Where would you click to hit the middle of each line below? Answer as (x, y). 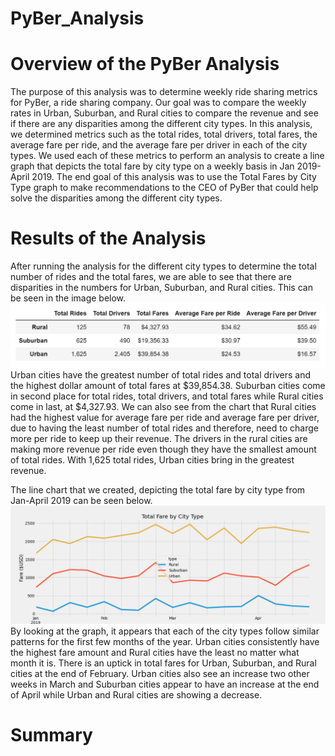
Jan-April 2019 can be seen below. (81, 500)
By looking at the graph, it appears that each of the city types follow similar (165, 631)
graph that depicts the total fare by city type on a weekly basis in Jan (152, 166)
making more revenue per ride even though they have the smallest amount (163, 449)
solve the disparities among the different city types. (116, 198)
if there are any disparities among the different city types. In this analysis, (161, 124)
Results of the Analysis (108, 238)
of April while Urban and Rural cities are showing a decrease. (136, 694)
